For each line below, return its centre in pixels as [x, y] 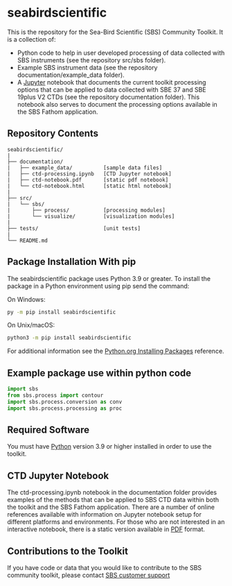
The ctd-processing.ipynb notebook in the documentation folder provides [112, 492]
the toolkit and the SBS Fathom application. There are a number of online [111, 507]
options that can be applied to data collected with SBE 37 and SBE [111, 89]
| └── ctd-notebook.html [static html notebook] [89, 186]
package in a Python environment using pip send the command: [98, 286]
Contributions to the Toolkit [68, 551]
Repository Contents [53, 133]
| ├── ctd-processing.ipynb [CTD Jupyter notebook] [89, 174]
